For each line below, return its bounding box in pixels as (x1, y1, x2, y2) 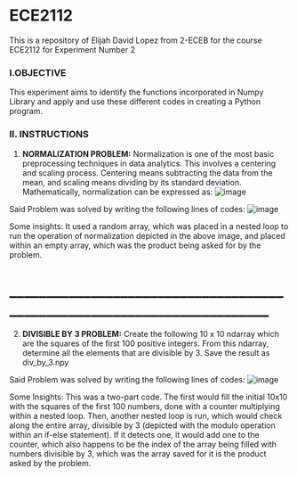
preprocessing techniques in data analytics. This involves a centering (21, 158, 277, 169)
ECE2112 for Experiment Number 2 (9, 44, 136, 54)
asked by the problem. (9, 458, 92, 469)
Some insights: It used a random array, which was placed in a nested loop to (9, 220, 289, 232)
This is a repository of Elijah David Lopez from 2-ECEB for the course (9, 35, 262, 45)
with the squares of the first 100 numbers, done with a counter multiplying (9, 401, 280, 412)
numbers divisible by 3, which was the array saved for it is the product (9, 448, 267, 459)
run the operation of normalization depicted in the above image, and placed (9, 230, 286, 241)
